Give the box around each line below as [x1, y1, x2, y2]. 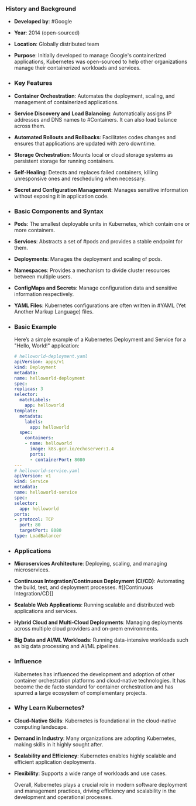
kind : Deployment [13, 364, 57, 370]
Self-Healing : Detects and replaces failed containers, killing [13, 168, 159, 175]
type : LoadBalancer [13, 533, 62, 539]
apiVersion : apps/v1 [13, 359, 64, 365]
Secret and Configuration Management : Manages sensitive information [13, 186, 188, 193]
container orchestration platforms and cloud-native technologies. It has [13, 677, 186, 684]
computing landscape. [13, 723, 68, 730]
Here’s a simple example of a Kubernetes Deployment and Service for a [13, 336, 187, 343]
